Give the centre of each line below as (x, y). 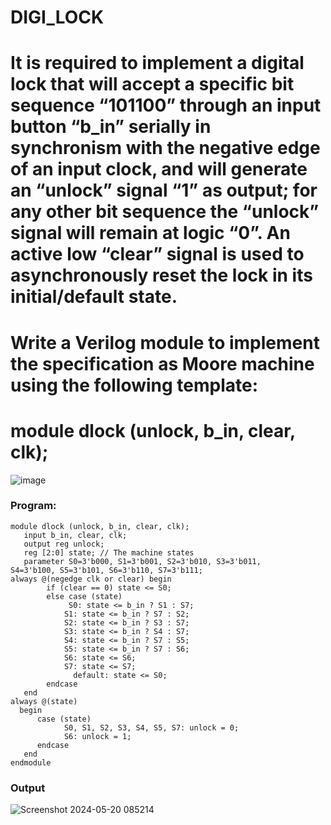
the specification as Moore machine (162, 363)
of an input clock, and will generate (159, 169)
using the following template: (134, 385)
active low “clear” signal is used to (157, 254)
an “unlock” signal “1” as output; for (164, 190)
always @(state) (44, 701)
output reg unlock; (64, 544)
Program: (33, 506)
